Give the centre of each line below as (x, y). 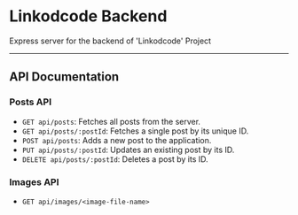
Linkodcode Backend (88, 16)
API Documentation (64, 77)
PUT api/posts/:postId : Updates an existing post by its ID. (128, 150)
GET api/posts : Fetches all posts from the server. (111, 121)
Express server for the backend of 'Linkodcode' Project (110, 41)
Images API (34, 181)
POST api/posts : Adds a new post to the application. (117, 140)
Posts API (30, 102)
